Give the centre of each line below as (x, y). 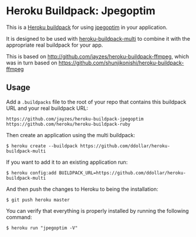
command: (19, 217)
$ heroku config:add (32, 173)
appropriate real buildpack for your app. (55, 45)
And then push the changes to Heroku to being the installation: (82, 189)
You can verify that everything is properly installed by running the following (97, 210)
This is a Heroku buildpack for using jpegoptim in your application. (87, 27)
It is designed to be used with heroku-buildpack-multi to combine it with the (98, 38)
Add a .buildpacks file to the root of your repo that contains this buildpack (96, 102)
